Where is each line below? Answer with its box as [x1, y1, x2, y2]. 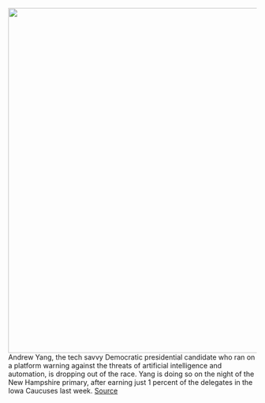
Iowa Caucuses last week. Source [8, 386, 118, 395]
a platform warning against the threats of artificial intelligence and [8, 361, 222, 370]
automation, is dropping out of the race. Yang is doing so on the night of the [8, 369, 255, 379]
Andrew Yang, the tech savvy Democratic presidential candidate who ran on [8, 353, 256, 362]
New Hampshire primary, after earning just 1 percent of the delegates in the [8, 378, 253, 386]
